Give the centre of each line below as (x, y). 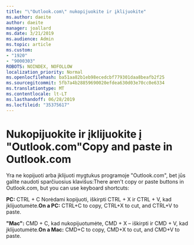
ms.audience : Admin (30, 39)
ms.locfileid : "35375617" (38, 105)
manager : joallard (29, 28)
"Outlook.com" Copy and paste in (89, 147)
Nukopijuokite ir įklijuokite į (74, 134)
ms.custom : (19, 50)
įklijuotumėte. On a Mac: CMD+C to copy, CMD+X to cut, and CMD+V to (93, 230)
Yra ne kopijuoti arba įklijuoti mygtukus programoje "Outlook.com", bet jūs (96, 175)
